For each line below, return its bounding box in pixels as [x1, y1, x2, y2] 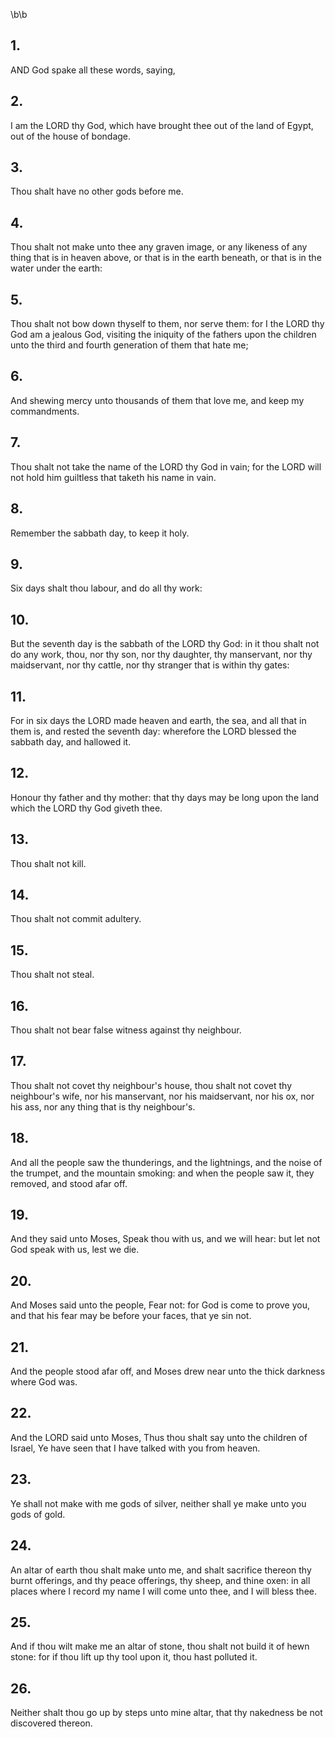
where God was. [10, 1376, 78, 1388]
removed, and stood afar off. [10, 1177, 128, 1189]
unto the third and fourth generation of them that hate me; [10, 339, 249, 351]
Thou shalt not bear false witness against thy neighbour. [10, 1024, 242, 1036]
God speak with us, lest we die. [10, 1244, 140, 1256]
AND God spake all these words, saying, [10, 64, 176, 76]
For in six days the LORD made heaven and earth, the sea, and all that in [10, 714, 307, 726]
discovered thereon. [10, 1717, 93, 1729]
